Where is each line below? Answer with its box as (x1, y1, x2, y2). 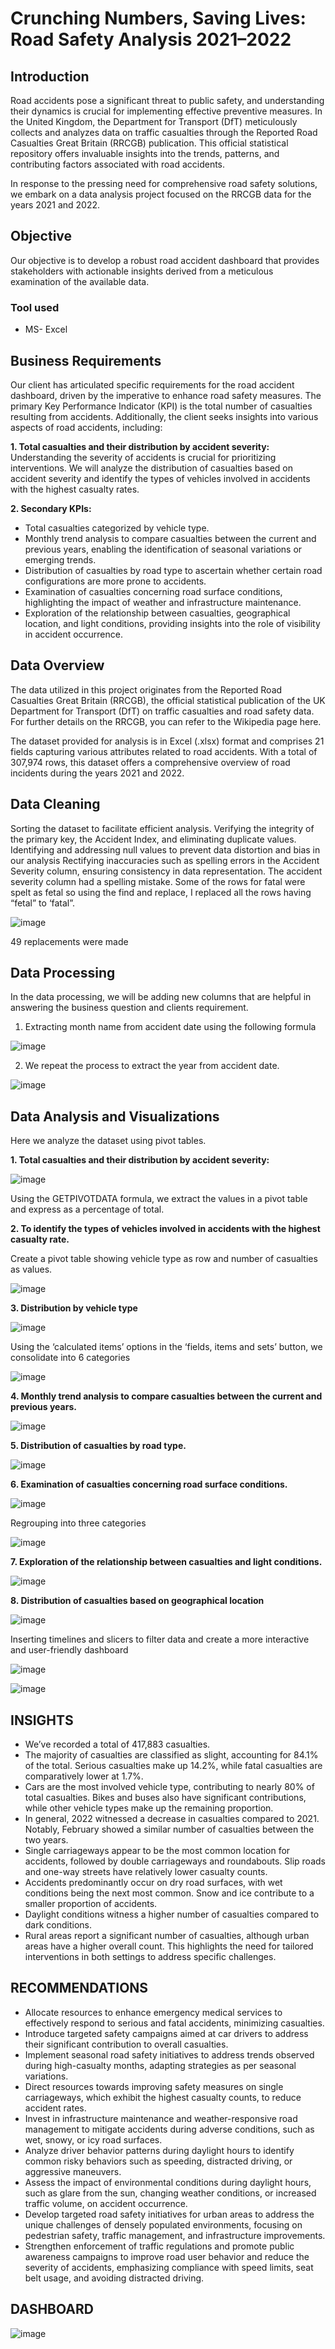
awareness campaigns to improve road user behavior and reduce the (24, 2250, 310, 2262)
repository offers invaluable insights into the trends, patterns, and (10, 148, 280, 159)
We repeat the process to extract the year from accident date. (24, 1060, 280, 1072)
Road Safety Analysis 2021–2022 (10, 28, 292, 51)
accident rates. (24, 2102, 87, 2114)
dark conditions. (24, 1918, 93, 1931)
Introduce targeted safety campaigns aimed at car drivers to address (24, 2027, 309, 2039)
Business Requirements (10, 352, 162, 369)
